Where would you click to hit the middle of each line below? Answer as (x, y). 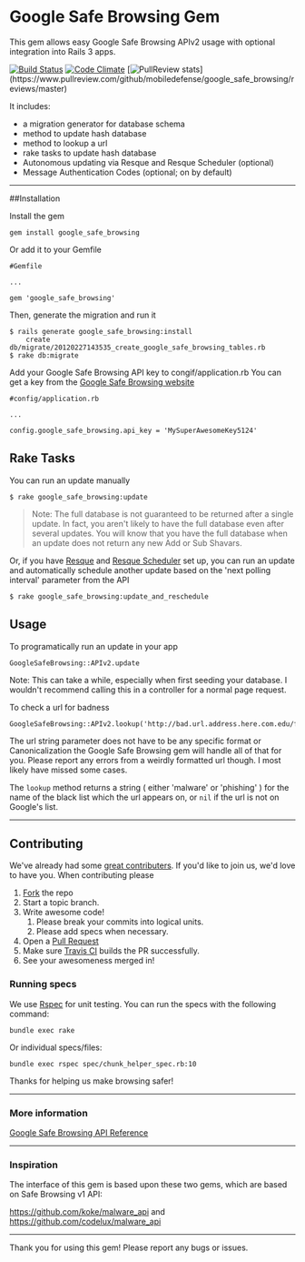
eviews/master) (39, 88)
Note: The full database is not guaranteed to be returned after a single (162, 514)
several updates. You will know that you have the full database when (160, 533)
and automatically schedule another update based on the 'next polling (140, 570)
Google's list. (34, 806)
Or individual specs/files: (56, 1047)
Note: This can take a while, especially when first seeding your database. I (148, 680)
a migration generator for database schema (104, 124)
